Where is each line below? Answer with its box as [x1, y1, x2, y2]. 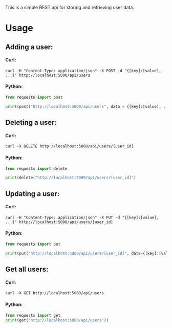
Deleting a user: [5, 118, 57, 127]
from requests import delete [5, 166, 68, 171]
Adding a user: [5, 42, 53, 51]
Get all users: [5, 265, 49, 274]
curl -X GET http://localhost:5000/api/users [5, 291, 104, 296]
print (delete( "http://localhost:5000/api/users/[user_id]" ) [5, 175, 137, 181]
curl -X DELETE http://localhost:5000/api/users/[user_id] [5, 144, 134, 149]
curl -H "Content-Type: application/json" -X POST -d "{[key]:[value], [5, 68, 161, 73]
